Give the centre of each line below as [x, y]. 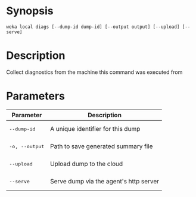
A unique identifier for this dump [95, 129]
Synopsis [30, 11]
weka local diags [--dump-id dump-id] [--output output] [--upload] [93, 27]
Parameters [36, 96]
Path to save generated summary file [101, 146]
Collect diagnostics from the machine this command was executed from [94, 72]
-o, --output [27, 146]
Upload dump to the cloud [86, 164]
